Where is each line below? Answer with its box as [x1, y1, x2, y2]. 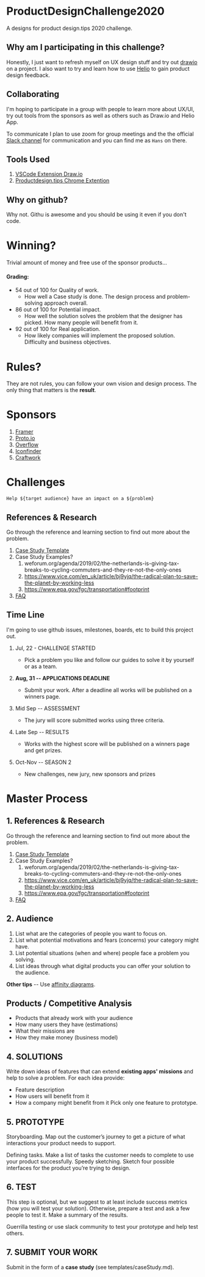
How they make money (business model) [15, 1034, 118, 1041]
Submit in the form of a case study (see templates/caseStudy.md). [6, 1263, 174, 1271]
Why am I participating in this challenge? [6, 42, 165, 53]
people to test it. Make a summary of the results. [6, 1211, 128, 1218]
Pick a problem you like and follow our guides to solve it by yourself [24, 656, 194, 663]
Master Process [6, 791, 88, 806]
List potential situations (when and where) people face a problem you [15, 949, 190, 956]
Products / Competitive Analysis [6, 998, 132, 1008]
